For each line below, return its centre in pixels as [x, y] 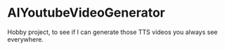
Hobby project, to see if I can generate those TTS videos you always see [112, 32]
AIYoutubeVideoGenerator [86, 13]
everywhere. [26, 39]
